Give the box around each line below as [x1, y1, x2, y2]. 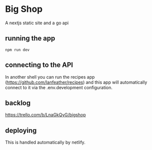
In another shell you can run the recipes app [5, 74, 95, 80]
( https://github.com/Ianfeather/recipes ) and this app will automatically [5, 79, 148, 85]
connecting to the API [5, 61, 73, 69]
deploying [5, 126, 37, 135]
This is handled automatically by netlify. [5, 140, 85, 146]
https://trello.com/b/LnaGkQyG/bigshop [5, 112, 86, 118]
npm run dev [5, 47, 30, 52]
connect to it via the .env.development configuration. [5, 84, 113, 90]
